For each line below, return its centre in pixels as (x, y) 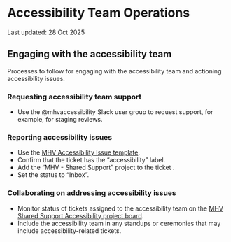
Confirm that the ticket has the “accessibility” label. (91, 160)
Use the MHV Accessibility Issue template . (78, 152)
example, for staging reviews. (60, 120)
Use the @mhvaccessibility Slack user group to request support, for (115, 112)
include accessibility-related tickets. (69, 230)
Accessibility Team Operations (99, 13)
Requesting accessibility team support (75, 97)
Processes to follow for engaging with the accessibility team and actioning (114, 71)
